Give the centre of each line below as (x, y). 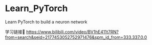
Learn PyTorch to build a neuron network (46, 22)
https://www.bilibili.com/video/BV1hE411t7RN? (72, 31)
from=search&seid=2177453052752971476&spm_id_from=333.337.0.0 (76, 37)
